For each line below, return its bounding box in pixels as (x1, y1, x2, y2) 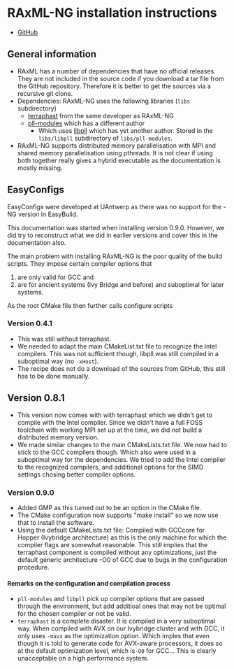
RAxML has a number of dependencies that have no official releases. (17, 66, 217, 75)
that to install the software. (17, 518, 94, 526)
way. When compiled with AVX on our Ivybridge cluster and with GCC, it (17, 624, 225, 633)
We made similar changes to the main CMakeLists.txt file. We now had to (17, 440, 228, 449)
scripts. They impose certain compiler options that (7, 259, 152, 267)
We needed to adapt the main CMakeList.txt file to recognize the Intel (17, 341, 217, 351)
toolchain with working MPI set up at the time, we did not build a (17, 425, 203, 434)
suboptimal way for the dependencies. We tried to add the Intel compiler (17, 455, 226, 463)
